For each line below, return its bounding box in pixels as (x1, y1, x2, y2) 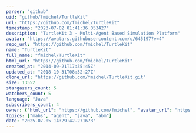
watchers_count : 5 (6, 91, 51, 97)
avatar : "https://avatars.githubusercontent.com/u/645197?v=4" (6, 36, 165, 42)
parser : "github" (6, 8, 49, 15)
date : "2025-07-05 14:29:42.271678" (6, 118, 96, 124)
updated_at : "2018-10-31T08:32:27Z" (6, 69, 96, 75)
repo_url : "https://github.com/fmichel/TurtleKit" (6, 42, 133, 48)
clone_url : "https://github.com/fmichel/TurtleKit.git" (6, 74, 146, 80)
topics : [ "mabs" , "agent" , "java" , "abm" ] (6, 112, 112, 118)
